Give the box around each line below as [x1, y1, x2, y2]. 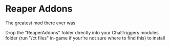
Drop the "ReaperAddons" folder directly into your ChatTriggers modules [5, 29, 159, 35]
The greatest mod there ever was [5, 20, 76, 26]
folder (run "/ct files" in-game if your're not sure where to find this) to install [5, 35, 165, 41]
